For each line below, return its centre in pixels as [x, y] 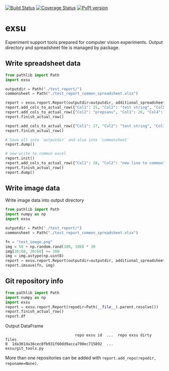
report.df [16, 316]
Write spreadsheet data [43, 63]
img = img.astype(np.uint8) [35, 256]
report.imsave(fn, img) [30, 265]
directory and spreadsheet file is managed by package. [62, 48]
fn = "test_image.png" [29, 242]
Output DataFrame [24, 326]
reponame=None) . [22, 363]
